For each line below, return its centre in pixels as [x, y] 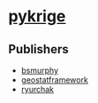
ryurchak [38, 89]
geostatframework [55, 80]
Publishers [38, 49]
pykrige [37, 16]
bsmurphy [40, 70]
